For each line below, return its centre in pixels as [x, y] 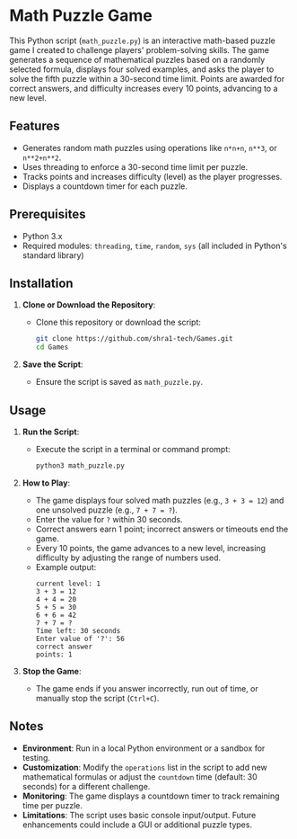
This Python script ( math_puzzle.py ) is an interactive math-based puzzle [142, 40]
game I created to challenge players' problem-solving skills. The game [139, 49]
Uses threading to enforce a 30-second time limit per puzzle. [135, 166]
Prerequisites [48, 214]
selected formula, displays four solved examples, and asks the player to [142, 69]
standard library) [53, 255]
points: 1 [54, 654]
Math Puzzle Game [81, 16]
